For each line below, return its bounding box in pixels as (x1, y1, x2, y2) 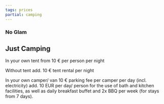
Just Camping (5, 44, 51, 53)
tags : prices (5, 7, 33, 13)
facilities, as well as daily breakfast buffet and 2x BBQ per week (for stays (5, 88, 159, 94)
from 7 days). (5, 93, 34, 99)
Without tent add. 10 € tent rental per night (5, 68, 94, 74)
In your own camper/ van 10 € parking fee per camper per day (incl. (5, 77, 147, 83)
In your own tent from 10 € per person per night (5, 58, 105, 64)
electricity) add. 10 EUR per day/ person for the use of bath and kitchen (5, 83, 154, 89)
